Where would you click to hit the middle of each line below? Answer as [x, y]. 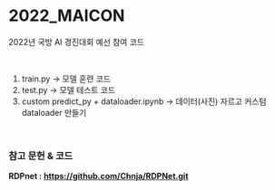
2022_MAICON [67, 16]
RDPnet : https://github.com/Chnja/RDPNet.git [98, 176]
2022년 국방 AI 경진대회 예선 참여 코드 [76, 42]
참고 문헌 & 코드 [41, 156]
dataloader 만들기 [54, 112]
